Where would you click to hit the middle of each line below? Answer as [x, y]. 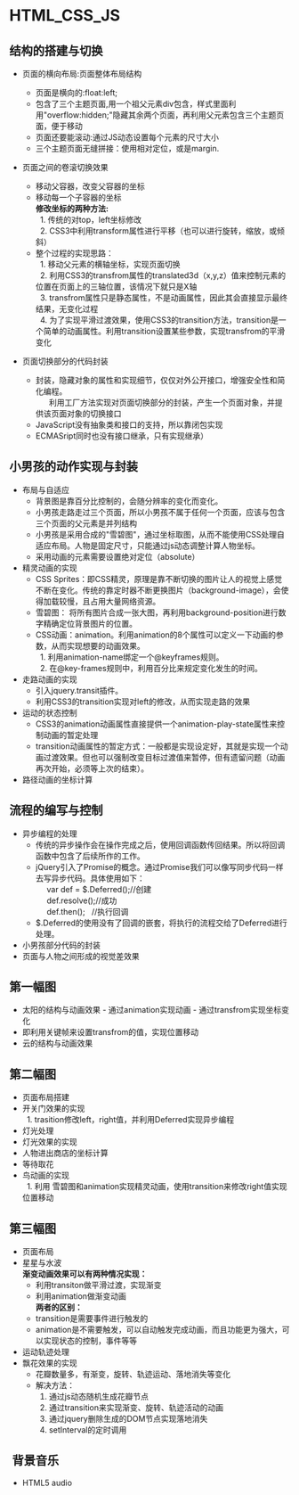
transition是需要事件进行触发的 [92, 1318]
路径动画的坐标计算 [57, 779]
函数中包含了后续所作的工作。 [90, 856]
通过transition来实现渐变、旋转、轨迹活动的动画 [136, 1408]
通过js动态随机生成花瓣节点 [99, 1397]
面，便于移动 [59, 126]
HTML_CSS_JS [65, 16]
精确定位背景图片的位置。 [90, 623]
